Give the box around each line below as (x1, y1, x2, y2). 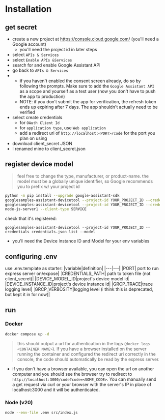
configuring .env (5, 252, 57, 261)
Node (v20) (5, 399, 33, 406)
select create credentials (12, 115, 62, 120)
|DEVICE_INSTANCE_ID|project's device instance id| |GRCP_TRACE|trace (5, 281, 153, 287)
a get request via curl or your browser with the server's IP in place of (12, 381, 152, 387)
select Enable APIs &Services (12, 57, 72, 62)
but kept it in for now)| (5, 292, 50, 298)
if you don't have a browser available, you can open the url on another (12, 365, 155, 372)
